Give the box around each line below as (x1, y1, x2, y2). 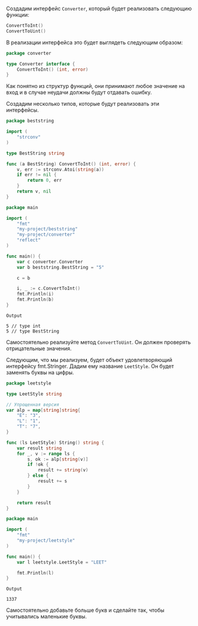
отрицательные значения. (6, 345, 72, 352)
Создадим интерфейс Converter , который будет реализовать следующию (6, 5, 192, 12)
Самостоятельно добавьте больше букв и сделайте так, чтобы (6, 607, 164, 614)
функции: (6, 11, 30, 18)
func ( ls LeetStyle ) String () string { (6, 439, 105, 445)
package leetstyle (6, 380, 51, 386)
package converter (6, 50, 51, 56)
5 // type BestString (6, 328, 60, 334)
